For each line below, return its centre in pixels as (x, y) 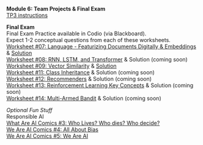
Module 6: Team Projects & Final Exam (56, 9)
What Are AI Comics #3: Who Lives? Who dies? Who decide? (83, 123)
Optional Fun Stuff (29, 110)
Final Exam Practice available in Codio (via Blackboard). (76, 34)
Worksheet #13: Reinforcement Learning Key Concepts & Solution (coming (100, 85)
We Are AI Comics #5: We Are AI (47, 136)
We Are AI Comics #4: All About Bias (53, 129)
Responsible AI (25, 116)
